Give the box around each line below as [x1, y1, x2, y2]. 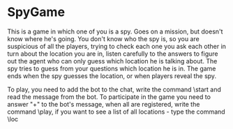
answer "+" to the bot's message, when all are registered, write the [7, 100, 200, 108]
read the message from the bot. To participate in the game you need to [7, 92, 211, 101]
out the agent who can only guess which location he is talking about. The [7, 56, 218, 65]
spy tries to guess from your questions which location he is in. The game [7, 64, 216, 73]
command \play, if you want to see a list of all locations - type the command [7, 107, 225, 116]
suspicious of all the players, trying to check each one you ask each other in [7, 42, 227, 50]
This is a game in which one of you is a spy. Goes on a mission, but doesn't [7, 27, 223, 36]
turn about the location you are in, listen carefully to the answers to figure [7, 50, 218, 58]
